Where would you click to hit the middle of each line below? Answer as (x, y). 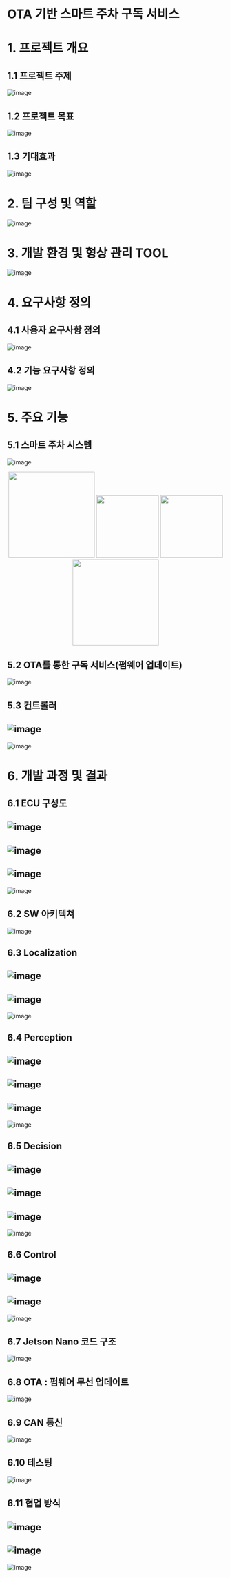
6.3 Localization (42, 953)
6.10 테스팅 (30, 1463)
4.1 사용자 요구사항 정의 (54, 330)
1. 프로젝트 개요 (48, 48)
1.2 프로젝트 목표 (41, 116)
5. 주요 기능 (38, 417)
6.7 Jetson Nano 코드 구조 (62, 1342)
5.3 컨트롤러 (32, 705)
